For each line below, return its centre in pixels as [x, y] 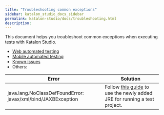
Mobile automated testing [38, 57]
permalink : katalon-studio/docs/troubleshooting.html [61, 18]
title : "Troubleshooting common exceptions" [51, 9]
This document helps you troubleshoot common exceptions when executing [81, 37]
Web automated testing [36, 51]
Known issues [26, 62]
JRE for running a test [130, 99]
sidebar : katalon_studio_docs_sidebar [44, 14]
